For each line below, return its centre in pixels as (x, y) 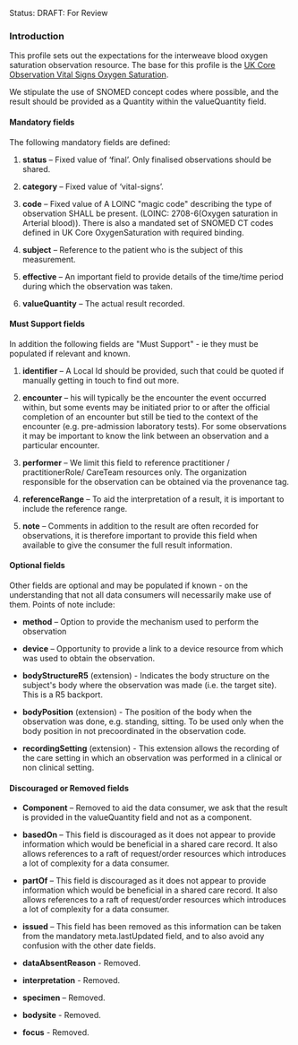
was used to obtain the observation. (88, 658)
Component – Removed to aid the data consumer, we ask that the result (155, 808)
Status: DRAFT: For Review (59, 13)
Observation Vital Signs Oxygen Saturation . (89, 74)
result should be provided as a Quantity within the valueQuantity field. (138, 101)
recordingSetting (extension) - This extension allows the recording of (151, 748)
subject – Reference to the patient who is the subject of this (132, 249)
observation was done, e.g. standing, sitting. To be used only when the (153, 721)
